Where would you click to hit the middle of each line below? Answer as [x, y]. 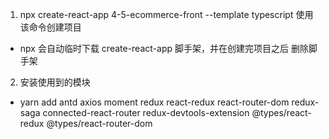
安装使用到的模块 [55, 82]
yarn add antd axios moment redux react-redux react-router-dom [154, 102]
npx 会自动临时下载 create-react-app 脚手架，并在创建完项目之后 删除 [164, 48]
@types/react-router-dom [99, 123]
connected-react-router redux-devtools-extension [146, 112]
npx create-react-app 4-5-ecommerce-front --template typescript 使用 [166, 14]
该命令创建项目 [50, 27]
